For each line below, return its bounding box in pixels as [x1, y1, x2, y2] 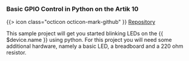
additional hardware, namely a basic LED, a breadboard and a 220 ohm [6, 42, 184, 50]
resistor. [6, 49, 27, 56]
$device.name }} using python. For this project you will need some [6, 36, 173, 44]
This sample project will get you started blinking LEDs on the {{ [6, 30, 164, 37]
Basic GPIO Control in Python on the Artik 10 [6, 5, 139, 13]
